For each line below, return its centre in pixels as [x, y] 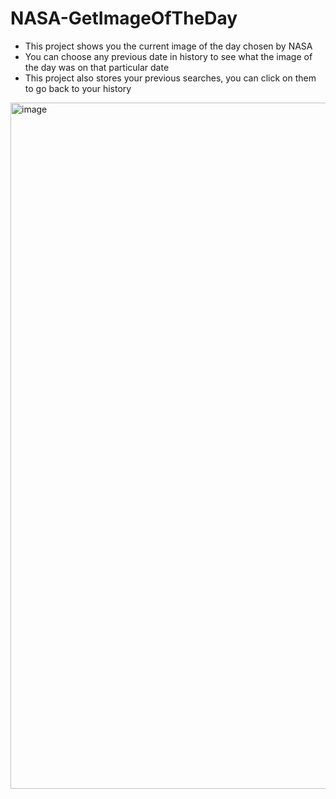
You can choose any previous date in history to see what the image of [168, 56]
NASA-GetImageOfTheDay [124, 18]
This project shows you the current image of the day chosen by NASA [168, 46]
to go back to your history [78, 88]
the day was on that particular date [97, 67]
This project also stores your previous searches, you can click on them [170, 78]
